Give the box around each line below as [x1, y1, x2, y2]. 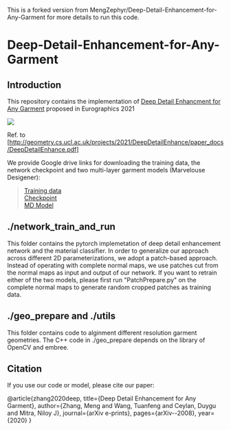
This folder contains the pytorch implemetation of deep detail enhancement [7, 239, 221, 247]
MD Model [23, 201, 54, 209]
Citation [7, 363, 43, 375]
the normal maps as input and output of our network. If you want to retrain [7, 268, 217, 277]
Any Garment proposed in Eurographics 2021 [7, 104, 135, 113]
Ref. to [7, 131, 26, 139]
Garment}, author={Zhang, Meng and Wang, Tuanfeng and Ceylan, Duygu [7, 402, 217, 410]
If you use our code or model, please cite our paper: [7, 381, 155, 389]
